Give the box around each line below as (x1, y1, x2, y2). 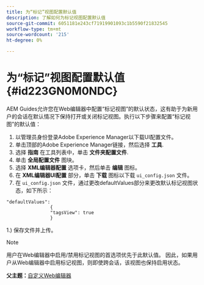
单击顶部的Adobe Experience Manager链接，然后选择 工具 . (15, 141, 164, 148)
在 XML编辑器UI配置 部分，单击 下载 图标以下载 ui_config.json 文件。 (15, 171, 193, 179)
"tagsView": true (49, 209, 95, 215)
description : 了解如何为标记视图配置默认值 (6, 15, 106, 21)
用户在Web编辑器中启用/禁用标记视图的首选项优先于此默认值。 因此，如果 (6, 251, 192, 258)
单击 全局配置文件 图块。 (15, 156, 78, 164)
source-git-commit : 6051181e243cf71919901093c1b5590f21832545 (6, 20, 168, 26)
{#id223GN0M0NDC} (6, 84, 118, 98)
